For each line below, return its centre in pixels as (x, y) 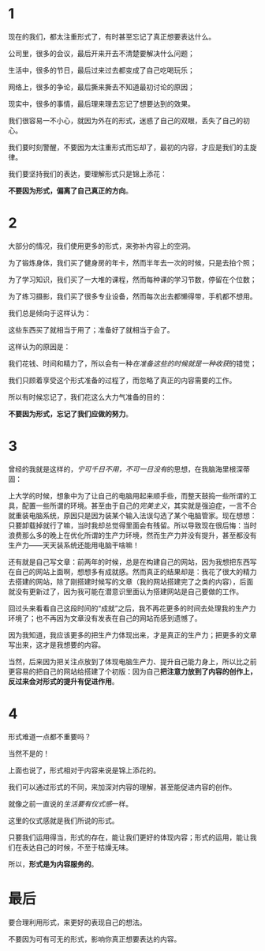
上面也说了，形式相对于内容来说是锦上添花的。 (84, 770)
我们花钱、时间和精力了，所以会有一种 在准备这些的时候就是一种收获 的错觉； (132, 363)
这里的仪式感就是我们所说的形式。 (63, 820)
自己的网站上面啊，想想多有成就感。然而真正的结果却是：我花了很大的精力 (136, 571)
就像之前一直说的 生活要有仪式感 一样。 (70, 803)
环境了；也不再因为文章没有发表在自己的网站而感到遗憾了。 (105, 618)
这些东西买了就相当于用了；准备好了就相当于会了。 (91, 329)
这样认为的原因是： (39, 346)
